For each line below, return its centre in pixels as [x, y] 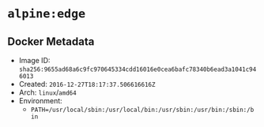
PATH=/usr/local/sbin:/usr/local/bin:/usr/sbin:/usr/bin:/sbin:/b [142, 110]
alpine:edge [47, 14]
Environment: [40, 101]
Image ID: [34, 60]
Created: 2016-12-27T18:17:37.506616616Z [87, 84]
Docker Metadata [51, 41]
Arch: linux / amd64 [47, 92]
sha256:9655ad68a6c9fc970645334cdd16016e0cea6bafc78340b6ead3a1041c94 [138, 69]
